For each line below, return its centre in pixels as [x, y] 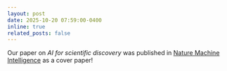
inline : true [26, 26]
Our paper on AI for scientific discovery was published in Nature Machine [113, 53]
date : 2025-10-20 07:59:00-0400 [54, 20]
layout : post [26, 14]
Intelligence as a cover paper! [50, 61]
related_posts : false [39, 33]
